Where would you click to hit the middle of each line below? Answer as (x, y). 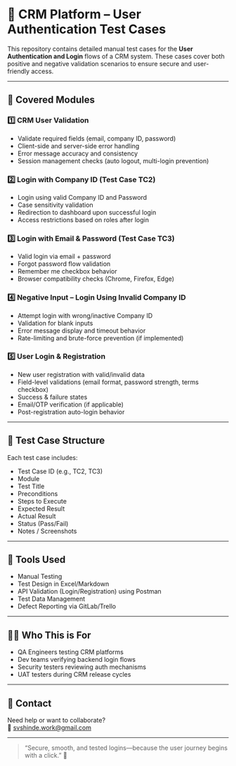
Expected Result (41, 509)
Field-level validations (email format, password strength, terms (108, 382)
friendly (19, 71)
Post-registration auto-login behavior (71, 411)
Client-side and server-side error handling (78, 146)
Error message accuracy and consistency (78, 153)
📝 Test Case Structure (56, 441)
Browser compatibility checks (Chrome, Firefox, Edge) (96, 279)
